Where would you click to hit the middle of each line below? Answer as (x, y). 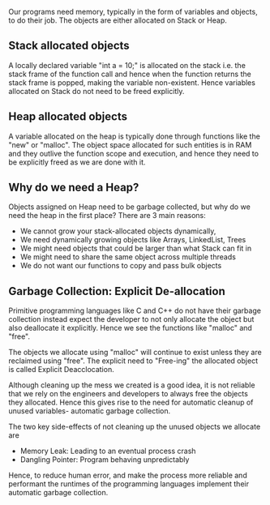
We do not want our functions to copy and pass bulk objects (121, 266)
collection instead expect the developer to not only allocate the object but (131, 319)
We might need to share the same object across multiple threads (128, 257)
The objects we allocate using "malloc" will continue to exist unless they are (135, 353)
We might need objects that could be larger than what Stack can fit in (136, 248)
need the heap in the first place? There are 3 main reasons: (107, 216)
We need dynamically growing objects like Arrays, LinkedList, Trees (133, 240)
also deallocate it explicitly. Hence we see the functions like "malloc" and (131, 328)
